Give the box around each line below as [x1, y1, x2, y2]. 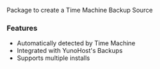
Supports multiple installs [16, 54, 91, 62]
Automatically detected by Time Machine [16, 39, 136, 47]
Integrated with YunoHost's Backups [16, 47, 124, 55]
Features [6, 23, 38, 33]
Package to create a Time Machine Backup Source [6, 6, 154, 14]
